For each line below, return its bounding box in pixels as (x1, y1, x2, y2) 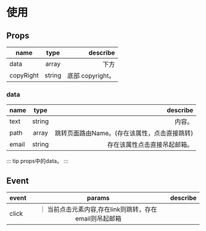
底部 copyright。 (67, 72, 115, 80)
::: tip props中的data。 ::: (6, 157, 69, 165)
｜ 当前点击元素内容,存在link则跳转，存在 (39, 205, 158, 214)
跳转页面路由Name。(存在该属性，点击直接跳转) (55, 129, 194, 138)
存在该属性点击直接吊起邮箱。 (107, 140, 194, 149)
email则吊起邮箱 (75, 214, 121, 223)
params (86, 194, 110, 202)
